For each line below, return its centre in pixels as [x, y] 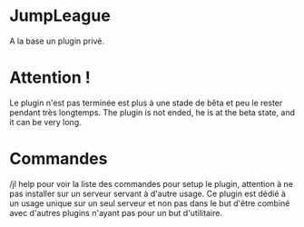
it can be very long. [45, 122]
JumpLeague [60, 16]
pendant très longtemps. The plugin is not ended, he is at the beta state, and [152, 112]
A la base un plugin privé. [57, 41]
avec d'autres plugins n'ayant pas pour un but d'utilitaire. [116, 212]
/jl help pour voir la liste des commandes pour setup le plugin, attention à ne [151, 183]
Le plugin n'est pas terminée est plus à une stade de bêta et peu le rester [146, 103]
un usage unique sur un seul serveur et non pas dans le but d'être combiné [150, 203]
